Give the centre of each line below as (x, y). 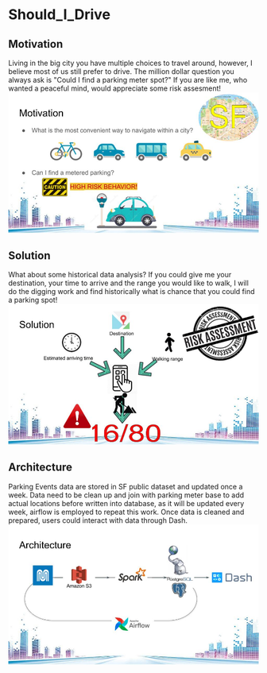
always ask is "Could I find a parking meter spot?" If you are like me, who (128, 80)
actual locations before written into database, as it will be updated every (126, 503)
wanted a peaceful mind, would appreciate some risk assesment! (114, 88)
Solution (29, 255)
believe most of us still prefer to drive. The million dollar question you (121, 72)
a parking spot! (33, 300)
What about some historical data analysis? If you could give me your (120, 275)
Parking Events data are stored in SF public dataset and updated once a (126, 486)
